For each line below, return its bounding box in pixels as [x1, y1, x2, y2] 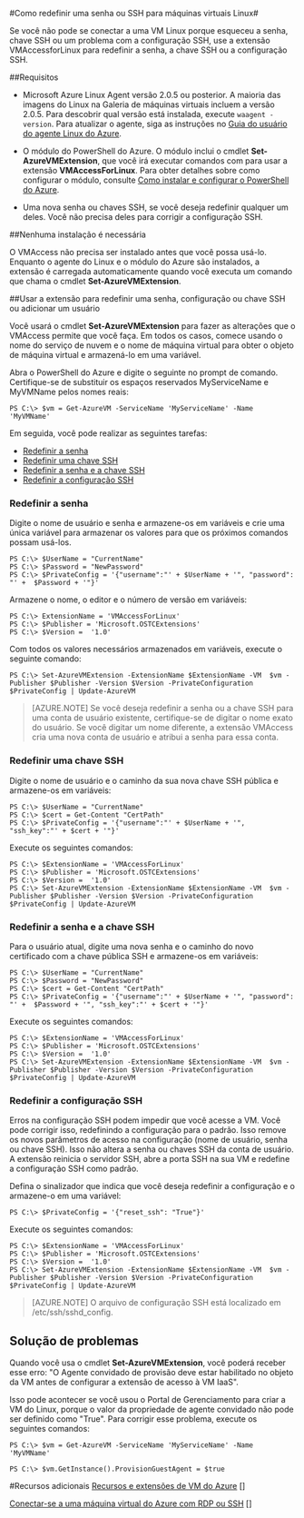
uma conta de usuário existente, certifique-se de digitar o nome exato [31, 712, 293, 723]
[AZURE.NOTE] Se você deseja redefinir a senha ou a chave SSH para [31, 703, 294, 714]
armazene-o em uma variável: [9, 1190, 122, 1202]
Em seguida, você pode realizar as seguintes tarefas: [9, 428, 208, 439]
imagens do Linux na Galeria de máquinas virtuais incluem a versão [22, 99, 275, 110]
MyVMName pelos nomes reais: [9, 386, 129, 397]
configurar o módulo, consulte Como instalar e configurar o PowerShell [22, 174, 289, 185]
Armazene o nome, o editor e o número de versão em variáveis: [9, 594, 248, 605]
